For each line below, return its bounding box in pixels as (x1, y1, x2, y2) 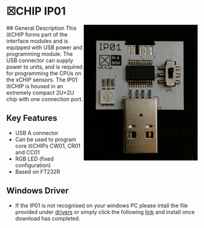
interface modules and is (6, 37, 69, 44)
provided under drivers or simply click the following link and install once (15, 208, 195, 215)
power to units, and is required (6, 63, 83, 71)
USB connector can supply (6, 57, 73, 64)
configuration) (15, 161, 51, 168)
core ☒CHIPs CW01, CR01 (15, 142, 81, 150)
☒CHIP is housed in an (6, 82, 64, 89)
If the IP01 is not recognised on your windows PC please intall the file (15, 202, 188, 209)
